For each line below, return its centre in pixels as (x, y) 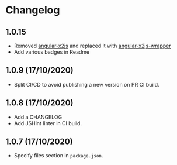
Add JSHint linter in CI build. (48, 123)
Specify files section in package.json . (58, 156)
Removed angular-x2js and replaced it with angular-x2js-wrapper (92, 46)
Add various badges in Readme (52, 52)
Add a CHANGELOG (38, 117)
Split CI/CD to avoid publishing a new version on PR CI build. (86, 84)
